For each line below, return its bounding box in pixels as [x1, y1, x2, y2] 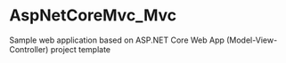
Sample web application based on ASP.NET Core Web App [9, 35, 225, 45]
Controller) [9, 43, 49, 54]
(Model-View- [225, 35, 278, 45]
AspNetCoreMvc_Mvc [9, 5, 177, 26]
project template [50, 43, 111, 54]
